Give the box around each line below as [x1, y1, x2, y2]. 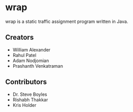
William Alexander [12, 46, 51, 52]
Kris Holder [12, 102, 37, 108]
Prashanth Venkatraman [12, 63, 63, 69]
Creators [5, 33, 34, 42]
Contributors [5, 78, 47, 87]
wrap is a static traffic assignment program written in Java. [5, 18, 128, 24]
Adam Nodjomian [12, 58, 49, 64]
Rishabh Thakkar [12, 96, 48, 103]
